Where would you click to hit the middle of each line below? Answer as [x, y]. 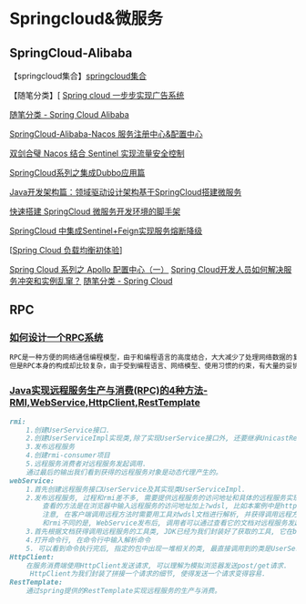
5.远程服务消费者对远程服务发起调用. [87, 464]
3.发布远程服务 [51, 447]
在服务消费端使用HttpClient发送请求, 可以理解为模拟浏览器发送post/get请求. [157, 566]
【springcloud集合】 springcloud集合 [78, 76]
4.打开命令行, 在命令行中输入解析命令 [88, 540]
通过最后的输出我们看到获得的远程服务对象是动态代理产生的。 [124, 472]
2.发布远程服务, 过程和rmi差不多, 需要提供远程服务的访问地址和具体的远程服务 [156, 497]
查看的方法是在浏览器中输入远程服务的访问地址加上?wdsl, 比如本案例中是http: [172, 507]
